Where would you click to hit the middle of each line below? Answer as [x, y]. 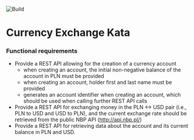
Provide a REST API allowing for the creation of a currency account [96, 64]
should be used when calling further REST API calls [85, 101]
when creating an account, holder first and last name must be [98, 83]
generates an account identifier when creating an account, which [102, 95]
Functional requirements [42, 51]
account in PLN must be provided [64, 76]
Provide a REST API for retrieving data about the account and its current [101, 126]
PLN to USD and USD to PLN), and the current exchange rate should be [101, 114]
